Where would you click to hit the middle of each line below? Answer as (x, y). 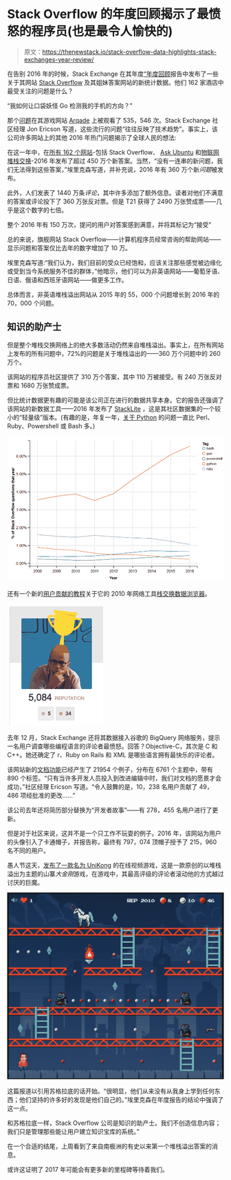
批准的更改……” (54, 795)
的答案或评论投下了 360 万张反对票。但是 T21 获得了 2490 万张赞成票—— (112, 201)
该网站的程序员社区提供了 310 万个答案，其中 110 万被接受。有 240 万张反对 (114, 377)
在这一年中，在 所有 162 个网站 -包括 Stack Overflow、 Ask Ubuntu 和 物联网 (113, 152)
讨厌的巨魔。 (25, 882)
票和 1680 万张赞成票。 (40, 385)
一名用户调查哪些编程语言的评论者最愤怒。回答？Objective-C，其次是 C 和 (112, 746)
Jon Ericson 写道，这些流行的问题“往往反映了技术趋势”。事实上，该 (122, 129)
